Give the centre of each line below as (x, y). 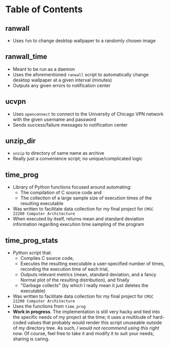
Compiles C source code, (47, 258)
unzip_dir (20, 141)
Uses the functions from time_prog (49, 307)
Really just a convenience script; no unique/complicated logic (78, 159)
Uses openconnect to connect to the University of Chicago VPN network (88, 114)
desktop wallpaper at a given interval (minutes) (62, 80)
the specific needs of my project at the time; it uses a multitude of (82, 317)
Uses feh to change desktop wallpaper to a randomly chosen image (84, 40)
